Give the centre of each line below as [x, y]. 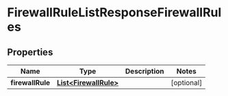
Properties [30, 52]
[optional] [187, 83]
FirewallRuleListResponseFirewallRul [114, 13]
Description [145, 71]
